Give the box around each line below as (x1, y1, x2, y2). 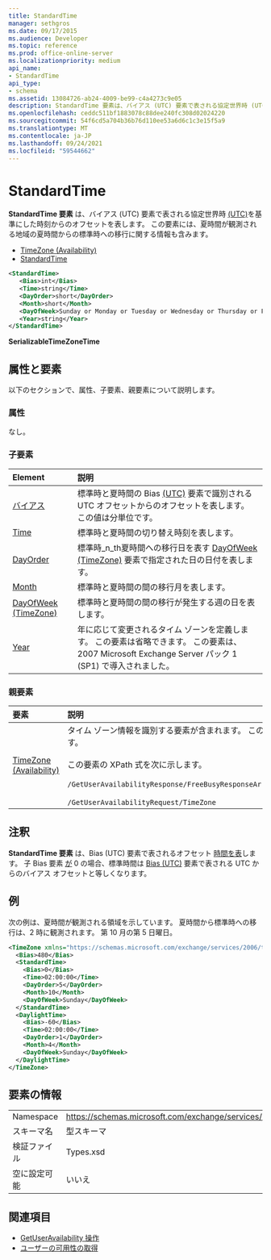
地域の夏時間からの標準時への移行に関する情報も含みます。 (15, 229, 213, 239)
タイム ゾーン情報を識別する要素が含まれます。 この (67, 725, 265, 736)
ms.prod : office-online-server (8, 49, 114, 57)
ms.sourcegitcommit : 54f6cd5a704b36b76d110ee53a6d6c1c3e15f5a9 (8, 117, 226, 125)
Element (12, 471, 45, 482)
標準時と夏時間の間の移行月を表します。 (77, 582, 231, 593)
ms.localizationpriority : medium (8, 57, 121, 65)
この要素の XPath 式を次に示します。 (67, 759, 207, 770)
